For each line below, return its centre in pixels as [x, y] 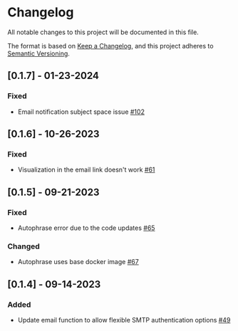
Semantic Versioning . [38, 53]
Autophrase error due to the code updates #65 [86, 228]
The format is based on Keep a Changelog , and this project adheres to [110, 46]
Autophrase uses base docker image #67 [78, 262]
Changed [24, 246]
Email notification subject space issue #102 [81, 112]
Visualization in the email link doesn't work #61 [86, 170]
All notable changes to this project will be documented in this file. [103, 32]
